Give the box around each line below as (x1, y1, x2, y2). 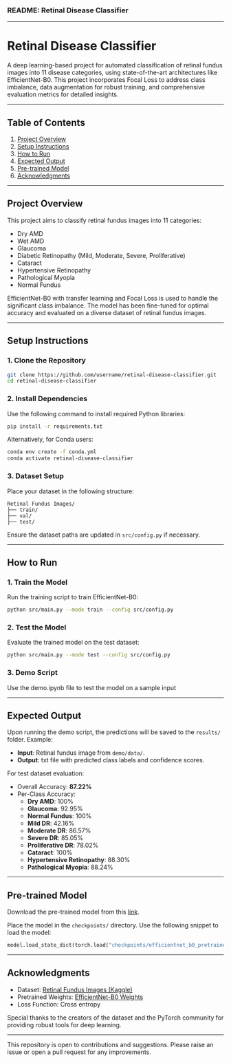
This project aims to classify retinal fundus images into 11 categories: (7, 216, 201, 224)
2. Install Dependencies (7, 394, 88, 404)
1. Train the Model (7, 577, 67, 587)
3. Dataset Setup (7, 471, 64, 481)
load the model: (7, 928, 52, 937)
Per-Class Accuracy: (16, 790, 76, 798)
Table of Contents (7, 116, 86, 129)
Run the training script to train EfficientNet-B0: (7, 593, 139, 601)
